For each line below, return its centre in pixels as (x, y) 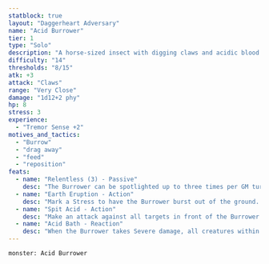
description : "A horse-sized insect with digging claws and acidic (123, 53)
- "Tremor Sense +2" (50, 127)
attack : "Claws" (35, 82)
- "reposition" (41, 165)
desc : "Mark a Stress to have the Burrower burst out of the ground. (141, 202)
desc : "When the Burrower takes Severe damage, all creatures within (141, 232)
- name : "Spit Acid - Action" (66, 209)
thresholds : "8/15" (41, 68)
